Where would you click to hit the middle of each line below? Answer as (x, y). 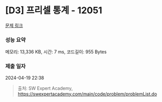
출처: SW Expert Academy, (45, 88)
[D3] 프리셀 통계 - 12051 (54, 10)
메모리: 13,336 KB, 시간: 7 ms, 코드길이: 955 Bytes (56, 52)
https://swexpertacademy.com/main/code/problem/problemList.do (87, 94)
